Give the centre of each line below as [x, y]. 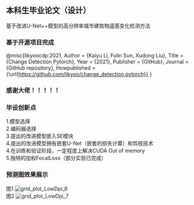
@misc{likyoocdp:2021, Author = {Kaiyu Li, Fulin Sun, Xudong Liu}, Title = [95, 56]
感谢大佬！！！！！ [33, 91]
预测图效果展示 [27, 175]
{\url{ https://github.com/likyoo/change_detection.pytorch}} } [79, 74]
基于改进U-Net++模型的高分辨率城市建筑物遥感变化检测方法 [78, 26]
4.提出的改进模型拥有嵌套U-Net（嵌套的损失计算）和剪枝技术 [80, 143]
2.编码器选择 [21, 129]
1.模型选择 [18, 121]
